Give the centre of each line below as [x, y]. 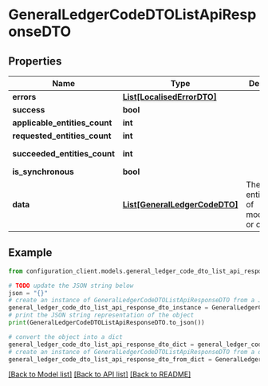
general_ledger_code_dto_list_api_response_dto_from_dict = [110, 359]
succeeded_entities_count [64, 154]
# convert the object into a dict [66, 337]
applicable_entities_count [62, 123]
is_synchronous [43, 171]
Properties [35, 61]
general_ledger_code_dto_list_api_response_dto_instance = [108, 308]
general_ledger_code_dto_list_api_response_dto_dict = [101, 345]
